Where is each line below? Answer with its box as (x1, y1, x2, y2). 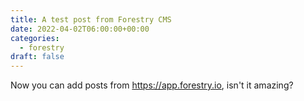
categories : (10, 33, 60, 43)
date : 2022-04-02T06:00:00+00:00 (10, 24, 150, 34)
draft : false (10, 52, 65, 62)
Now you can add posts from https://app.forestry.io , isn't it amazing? (10, 79, 294, 91)
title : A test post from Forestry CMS (10, 14, 172, 25)
